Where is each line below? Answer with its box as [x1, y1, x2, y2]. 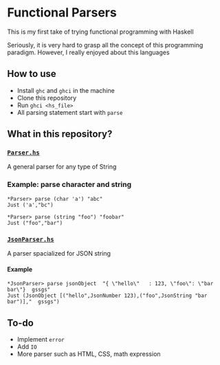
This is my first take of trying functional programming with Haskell [7, 27, 194, 36]
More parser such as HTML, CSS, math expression [16, 350, 161, 358]
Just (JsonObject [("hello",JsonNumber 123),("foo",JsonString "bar [7, 292, 208, 300]
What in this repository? [7, 129, 113, 140]
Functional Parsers [7, 5, 117, 21]
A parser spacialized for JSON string [7, 250, 111, 258]
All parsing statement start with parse [16, 108, 123, 116]
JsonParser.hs [7, 235, 54, 243]
